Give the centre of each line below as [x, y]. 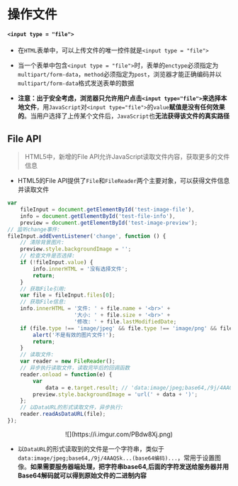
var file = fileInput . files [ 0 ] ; [68, 295]
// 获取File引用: [44, 289]
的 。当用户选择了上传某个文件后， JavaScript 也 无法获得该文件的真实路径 [124, 116]
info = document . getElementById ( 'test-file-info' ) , [98, 216]
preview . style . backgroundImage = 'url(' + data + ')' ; [115, 394]
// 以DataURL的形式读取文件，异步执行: [72, 408]
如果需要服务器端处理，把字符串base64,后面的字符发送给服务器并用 [129, 466]
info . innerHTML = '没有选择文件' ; [80, 269]
